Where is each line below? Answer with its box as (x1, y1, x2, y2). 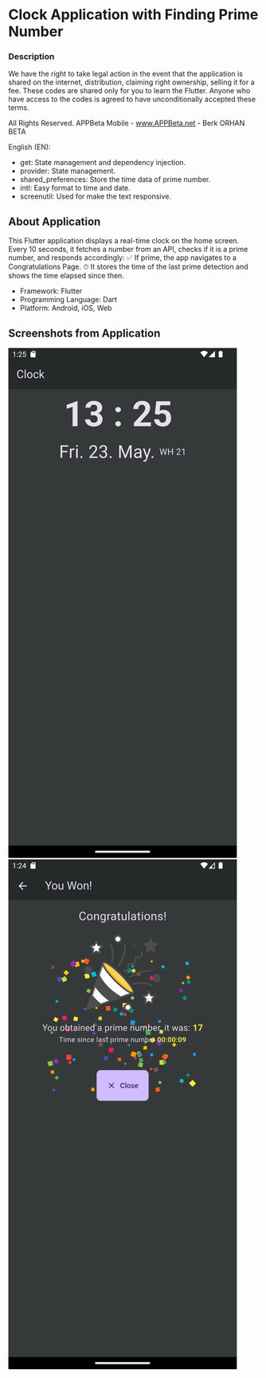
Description (8, 51, 55, 62)
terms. (8, 103, 29, 112)
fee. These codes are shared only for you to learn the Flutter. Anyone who (8, 86, 251, 96)
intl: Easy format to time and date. (19, 183, 131, 193)
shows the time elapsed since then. (8, 271, 125, 281)
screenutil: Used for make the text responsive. (19, 191, 171, 201)
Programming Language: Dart (19, 295, 118, 305)
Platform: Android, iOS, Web (19, 303, 112, 313)
